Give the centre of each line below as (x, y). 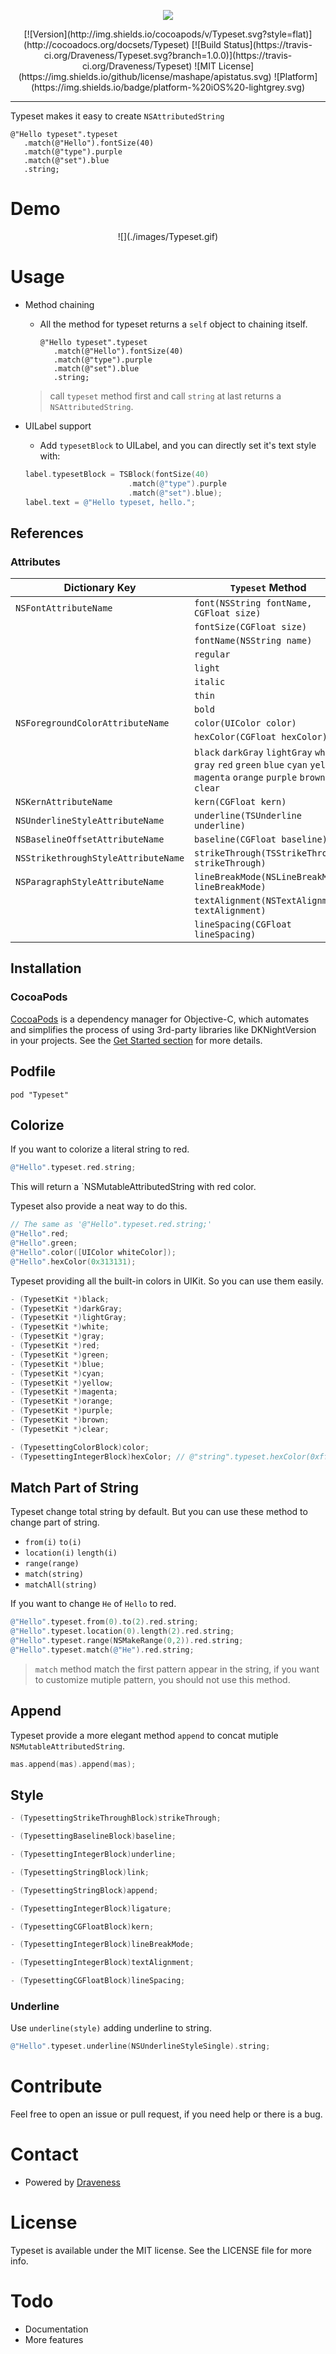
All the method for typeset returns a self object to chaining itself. (173, 324)
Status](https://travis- (268, 44)
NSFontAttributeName (64, 608)
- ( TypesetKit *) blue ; (57, 1364)
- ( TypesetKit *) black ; (60, 1299)
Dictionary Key (100, 588)
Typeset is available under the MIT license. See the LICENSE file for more (161, 2251)
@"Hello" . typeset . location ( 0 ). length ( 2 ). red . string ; (122, 1631)
